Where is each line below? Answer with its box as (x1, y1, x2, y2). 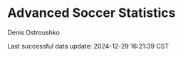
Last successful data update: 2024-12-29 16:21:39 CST (7, 42, 169, 50)
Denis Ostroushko (7, 28, 61, 37)
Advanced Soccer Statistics (7, 5, 176, 21)
